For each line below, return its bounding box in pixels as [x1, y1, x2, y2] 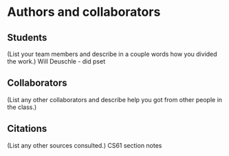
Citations [7, 123, 47, 135]
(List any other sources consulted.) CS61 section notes [7, 141, 162, 149]
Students [7, 32, 47, 43]
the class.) [7, 103, 37, 111]
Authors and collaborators [7, 4, 161, 20]
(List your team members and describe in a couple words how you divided [7, 50, 218, 58]
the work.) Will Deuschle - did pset [7, 57, 105, 66]
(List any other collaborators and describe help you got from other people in [7, 95, 222, 104]
